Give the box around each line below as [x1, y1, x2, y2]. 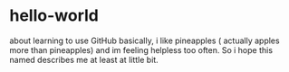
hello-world [9, 5, 100, 26]
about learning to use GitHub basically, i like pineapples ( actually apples [9, 35, 280, 46]
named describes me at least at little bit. [9, 54, 159, 65]
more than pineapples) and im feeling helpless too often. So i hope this [9, 44, 274, 55]
